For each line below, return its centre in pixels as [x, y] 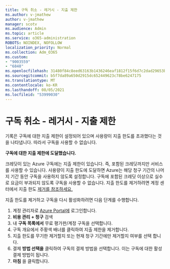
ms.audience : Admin [26, 29]
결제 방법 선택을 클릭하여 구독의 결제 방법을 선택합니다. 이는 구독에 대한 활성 [87, 249]
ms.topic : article [25, 33]
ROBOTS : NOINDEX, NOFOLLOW [34, 43]
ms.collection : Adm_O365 [31, 52]
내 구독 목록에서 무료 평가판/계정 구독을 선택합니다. [62, 223]
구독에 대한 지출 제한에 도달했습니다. [41, 153]
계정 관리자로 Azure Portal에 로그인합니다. [55, 211]
